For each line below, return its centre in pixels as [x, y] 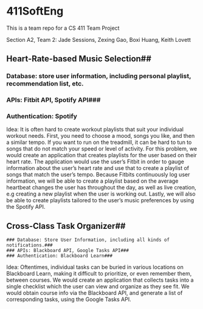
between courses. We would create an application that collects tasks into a [100, 280]
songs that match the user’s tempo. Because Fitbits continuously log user [98, 175]
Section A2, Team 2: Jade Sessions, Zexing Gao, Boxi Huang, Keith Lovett [99, 39]
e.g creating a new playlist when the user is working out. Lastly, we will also [101, 194]
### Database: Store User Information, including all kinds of [88, 240]
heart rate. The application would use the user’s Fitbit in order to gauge [95, 161]
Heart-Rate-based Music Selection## [79, 59]
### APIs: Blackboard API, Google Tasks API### [68, 251]
